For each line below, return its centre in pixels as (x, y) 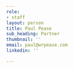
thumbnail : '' (24, 39)
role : (13, 12)
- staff (16, 17)
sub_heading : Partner (33, 34)
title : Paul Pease (29, 28)
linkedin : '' (22, 51)
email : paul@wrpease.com (37, 45)
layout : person (25, 23)
